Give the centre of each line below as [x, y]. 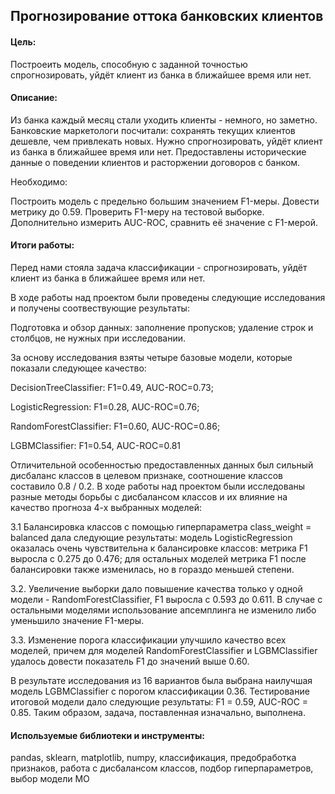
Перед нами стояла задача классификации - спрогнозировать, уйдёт [159, 267]
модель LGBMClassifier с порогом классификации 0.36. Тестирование [160, 691]
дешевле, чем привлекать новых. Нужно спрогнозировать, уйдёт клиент [166, 141]
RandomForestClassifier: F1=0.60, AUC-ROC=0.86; [115, 426]
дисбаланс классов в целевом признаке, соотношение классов [147, 475]
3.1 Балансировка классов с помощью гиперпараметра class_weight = [161, 527]
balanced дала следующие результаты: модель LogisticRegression [151, 537]
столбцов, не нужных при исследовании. [98, 338]
